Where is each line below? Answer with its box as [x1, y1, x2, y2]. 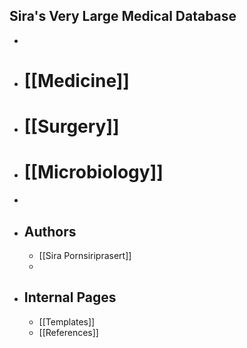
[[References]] [38, 326, 99, 338]
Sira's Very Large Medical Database [9, 8, 237, 25]
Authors [23, 223, 77, 240]
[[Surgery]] [23, 115, 120, 138]
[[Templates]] [38, 315, 96, 328]
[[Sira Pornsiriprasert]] [38, 249, 132, 261]
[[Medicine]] [23, 70, 130, 92]
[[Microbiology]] [23, 161, 164, 184]
